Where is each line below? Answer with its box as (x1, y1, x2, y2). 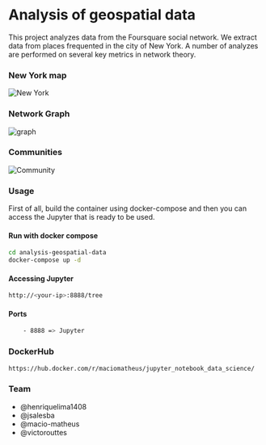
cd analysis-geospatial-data (8, 249, 107, 257)
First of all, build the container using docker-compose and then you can (8, 204, 247, 213)
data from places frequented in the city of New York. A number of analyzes (8, 40, 259, 50)
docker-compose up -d (8, 256, 82, 264)
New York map (8, 69, 67, 81)
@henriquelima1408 (19, 401, 87, 411)
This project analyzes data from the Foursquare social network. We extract (8, 32, 257, 42)
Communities (8, 147, 63, 158)
